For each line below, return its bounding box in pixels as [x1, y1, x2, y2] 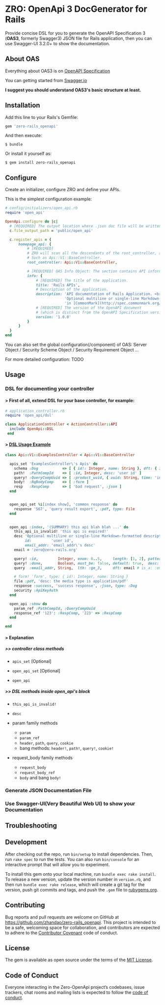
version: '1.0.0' [36, 315, 71, 319]
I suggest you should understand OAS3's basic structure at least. [5, 87, 141, 93]
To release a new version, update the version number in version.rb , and [5, 876, 151, 882]
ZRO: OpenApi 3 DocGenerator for [5, 3, 147, 15]
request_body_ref [19, 770, 55, 775]
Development [5, 838, 48, 846]
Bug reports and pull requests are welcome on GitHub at [5, 914, 119, 920]
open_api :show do [9, 601, 48, 606]
